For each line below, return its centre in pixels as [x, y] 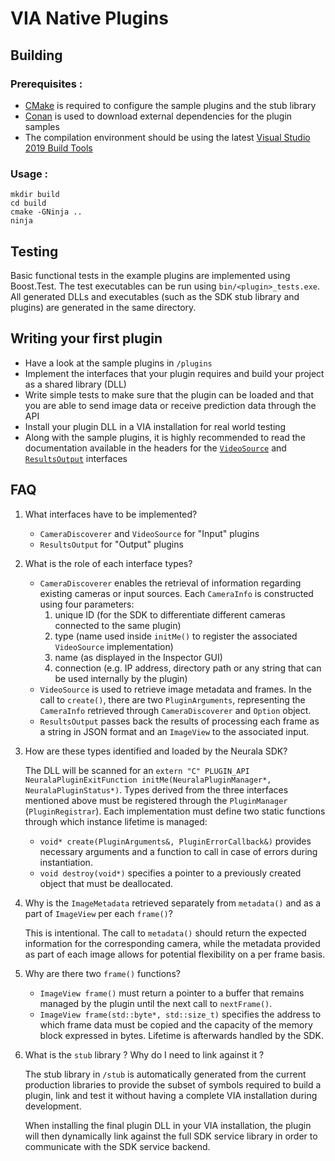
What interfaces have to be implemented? [111, 514]
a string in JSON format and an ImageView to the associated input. [174, 731]
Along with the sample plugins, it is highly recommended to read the [165, 437]
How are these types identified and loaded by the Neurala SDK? [156, 751]
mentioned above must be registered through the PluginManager [156, 800]
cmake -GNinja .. [46, 212]
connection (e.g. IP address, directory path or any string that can [188, 668]
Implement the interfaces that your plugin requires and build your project [174, 373]
